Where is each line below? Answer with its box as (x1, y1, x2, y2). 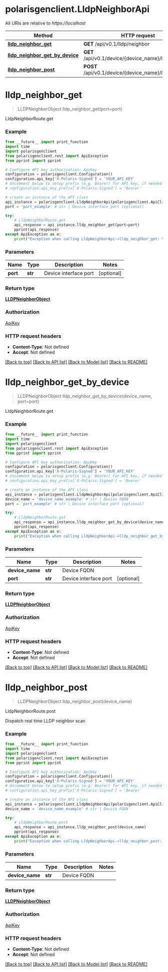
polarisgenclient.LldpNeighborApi (5, 4, 150, 15)
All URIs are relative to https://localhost (5, 20, 86, 26)
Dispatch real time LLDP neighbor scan (5, 717, 86, 723)
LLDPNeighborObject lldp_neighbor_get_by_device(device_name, (17, 393, 152, 399)
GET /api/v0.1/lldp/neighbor (83, 40, 150, 47)
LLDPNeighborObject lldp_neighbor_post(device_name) (17, 698, 132, 704)
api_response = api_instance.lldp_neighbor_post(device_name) (14, 825, 146, 830)
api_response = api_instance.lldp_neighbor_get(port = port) (14, 222, 140, 227)
